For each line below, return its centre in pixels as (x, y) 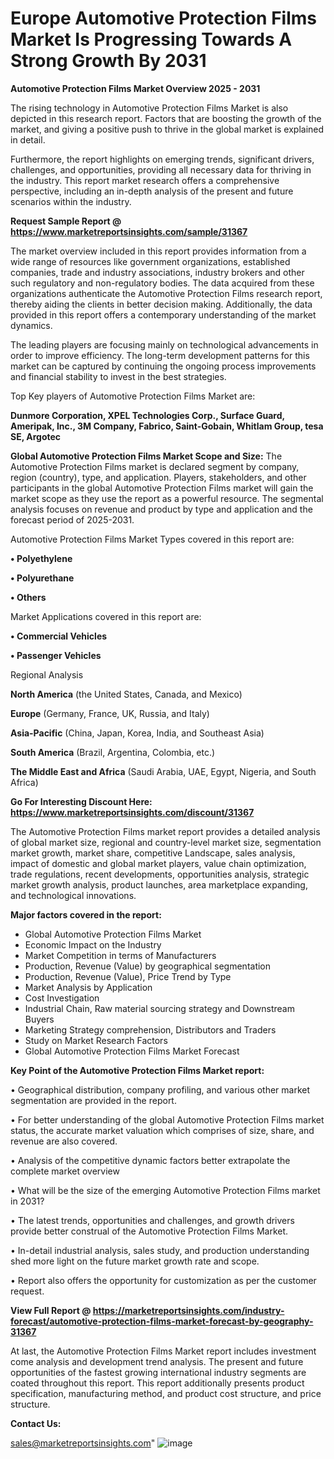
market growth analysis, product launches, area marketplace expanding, (159, 884)
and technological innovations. (73, 895)
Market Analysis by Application (88, 987)
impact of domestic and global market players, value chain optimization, (158, 863)
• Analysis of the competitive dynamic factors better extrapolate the (150, 1160)
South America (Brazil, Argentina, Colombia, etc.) (113, 752)
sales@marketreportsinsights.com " (83, 1443)
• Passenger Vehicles (56, 655)
